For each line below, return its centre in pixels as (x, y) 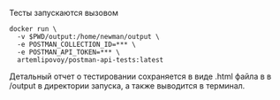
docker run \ (33, 29)
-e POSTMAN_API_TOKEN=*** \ (69, 52)
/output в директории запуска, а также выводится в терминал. (127, 86)
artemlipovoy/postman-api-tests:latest (91, 60)
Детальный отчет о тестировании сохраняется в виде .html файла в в (140, 76)
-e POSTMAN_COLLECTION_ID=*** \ (77, 44)
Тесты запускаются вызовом (64, 13)
